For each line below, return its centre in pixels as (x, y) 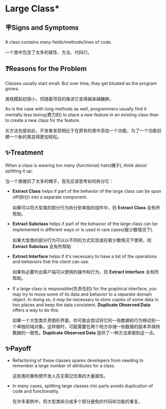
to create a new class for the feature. (43, 120)
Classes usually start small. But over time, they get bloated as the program (81, 83)
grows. (12, 88)
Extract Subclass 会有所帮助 (42, 246)
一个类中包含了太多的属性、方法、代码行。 (49, 52)
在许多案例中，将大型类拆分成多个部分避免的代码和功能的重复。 (77, 402)
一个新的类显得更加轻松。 (35, 137)
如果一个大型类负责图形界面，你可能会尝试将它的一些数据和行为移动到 (84, 320)
